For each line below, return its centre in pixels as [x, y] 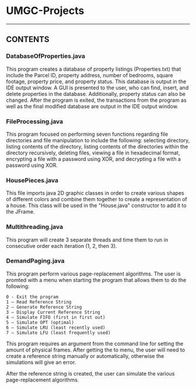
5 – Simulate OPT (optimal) [40, 322]
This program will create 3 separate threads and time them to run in [87, 240]
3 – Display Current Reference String [53, 312]
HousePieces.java [32, 180]
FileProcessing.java [35, 121]
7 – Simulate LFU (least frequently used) [58, 333]
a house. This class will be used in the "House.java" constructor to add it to [96, 205]
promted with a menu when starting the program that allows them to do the [96, 280]
